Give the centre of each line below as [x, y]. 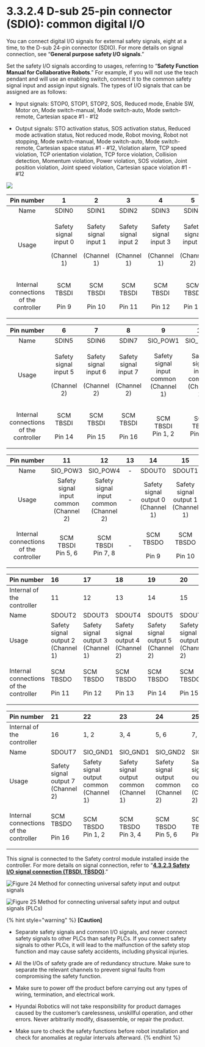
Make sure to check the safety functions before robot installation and [102, 1031]
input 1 [96, 242]
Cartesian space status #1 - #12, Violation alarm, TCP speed [112, 148]
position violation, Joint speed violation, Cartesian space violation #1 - [103, 167]
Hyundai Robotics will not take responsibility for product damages [98, 1006]
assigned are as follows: [37, 92]
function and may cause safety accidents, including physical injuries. [102, 951]
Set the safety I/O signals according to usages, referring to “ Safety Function [103, 66]
